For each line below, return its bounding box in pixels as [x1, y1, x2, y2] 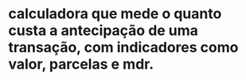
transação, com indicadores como [8, 39, 239, 56]
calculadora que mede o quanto [8, 5, 222, 23]
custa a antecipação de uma [8, 21, 199, 40]
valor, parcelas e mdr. [8, 55, 154, 74]
